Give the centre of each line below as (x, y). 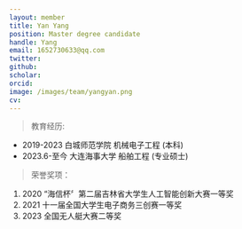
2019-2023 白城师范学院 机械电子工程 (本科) (103, 145)
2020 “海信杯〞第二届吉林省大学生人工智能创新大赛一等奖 (128, 194)
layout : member (37, 17)
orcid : (21, 83)
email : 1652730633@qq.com (57, 51)
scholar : (25, 75)
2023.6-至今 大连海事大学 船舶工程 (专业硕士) (105, 156)
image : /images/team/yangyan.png (71, 91)
